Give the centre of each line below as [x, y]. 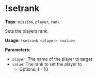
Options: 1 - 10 [34, 69]
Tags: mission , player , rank [32, 22]
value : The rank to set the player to [47, 64]
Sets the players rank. [27, 31]
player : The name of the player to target [52, 59]
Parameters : [18, 50]
